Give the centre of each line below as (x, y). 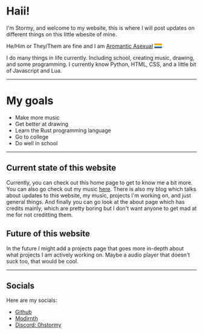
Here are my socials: (32, 300)
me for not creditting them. (40, 214)
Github (23, 312)
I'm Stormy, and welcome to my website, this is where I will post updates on (101, 28)
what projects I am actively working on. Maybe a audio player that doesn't (98, 255)
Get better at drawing (41, 124)
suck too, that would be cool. (42, 261)
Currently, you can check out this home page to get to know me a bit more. (100, 182)
